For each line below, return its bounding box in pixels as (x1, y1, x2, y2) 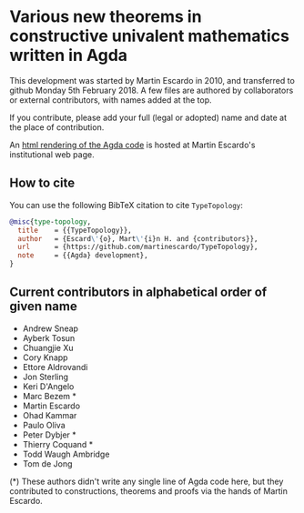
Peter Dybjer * (22, 429, 77, 440)
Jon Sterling (22, 371, 69, 382)
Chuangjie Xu (22, 342, 75, 353)
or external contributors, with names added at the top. (9, 94, 212, 106)
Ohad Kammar (22, 409, 77, 420)
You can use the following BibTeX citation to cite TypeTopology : (9, 199, 244, 210)
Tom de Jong (22, 458, 73, 469)
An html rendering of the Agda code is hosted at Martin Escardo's (9, 139, 256, 150)
